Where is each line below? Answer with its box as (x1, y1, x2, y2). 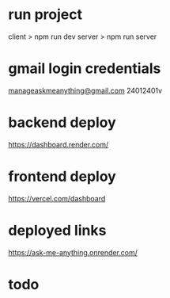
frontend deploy (8, 168, 116, 185)
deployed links (8, 221, 107, 239)
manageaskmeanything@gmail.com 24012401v (8, 86, 163, 95)
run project (8, 6, 83, 24)
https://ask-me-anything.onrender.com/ (8, 247, 138, 257)
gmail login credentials (8, 59, 161, 78)
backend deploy (8, 113, 116, 132)
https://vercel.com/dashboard (8, 193, 106, 203)
